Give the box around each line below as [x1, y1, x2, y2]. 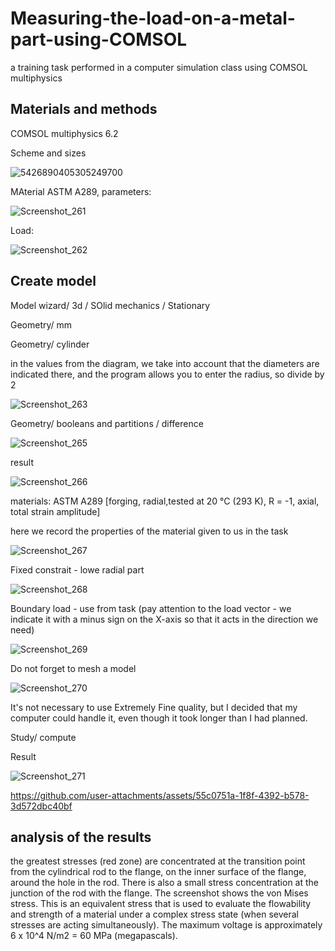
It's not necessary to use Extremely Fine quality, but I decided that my [10, 701, 298, 713]
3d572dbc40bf [10, 800, 73, 812]
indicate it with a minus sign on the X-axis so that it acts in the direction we [10, 613, 319, 625]
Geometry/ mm [10, 318, 73, 331]
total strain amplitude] [10, 505, 101, 517]
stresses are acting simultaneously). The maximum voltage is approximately [10, 919, 323, 931]
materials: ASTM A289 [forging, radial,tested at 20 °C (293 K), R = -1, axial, [10, 495, 320, 507]
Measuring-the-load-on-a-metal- [10, 7, 296, 30]
